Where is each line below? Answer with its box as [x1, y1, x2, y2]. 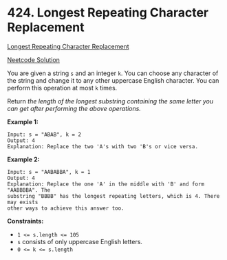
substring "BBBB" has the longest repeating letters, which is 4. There [7, 192, 220, 199]
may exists [7, 199, 39, 206]
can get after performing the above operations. [7, 104, 141, 112]
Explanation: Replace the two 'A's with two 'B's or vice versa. [7, 143, 198, 150]
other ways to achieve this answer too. [7, 205, 125, 212]
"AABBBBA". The [7, 186, 51, 194]
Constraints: [7, 217, 44, 225]
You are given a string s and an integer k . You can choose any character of [7, 69, 219, 77]
